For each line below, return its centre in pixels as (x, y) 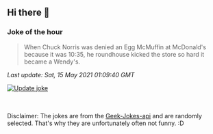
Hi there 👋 (28, 13)
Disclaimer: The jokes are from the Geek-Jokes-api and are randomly (104, 116)
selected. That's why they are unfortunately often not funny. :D (96, 123)
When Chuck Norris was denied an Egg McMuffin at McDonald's (115, 47)
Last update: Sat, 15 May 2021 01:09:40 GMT (71, 75)
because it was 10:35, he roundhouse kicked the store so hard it (114, 54)
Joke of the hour (35, 32)
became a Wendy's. (52, 62)
